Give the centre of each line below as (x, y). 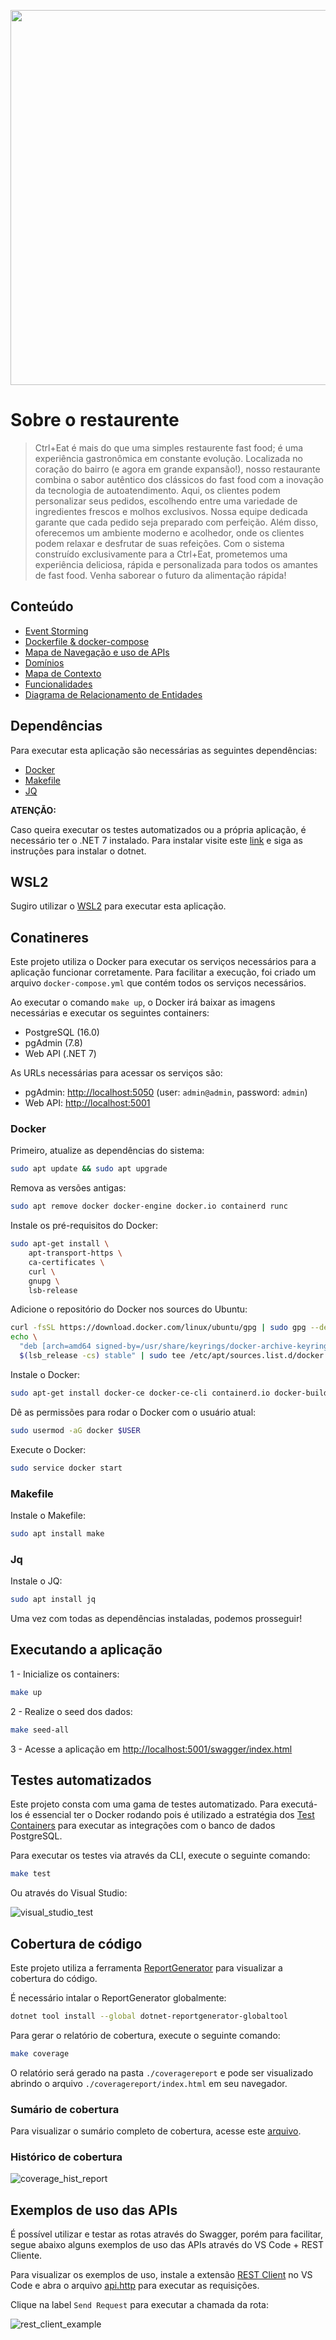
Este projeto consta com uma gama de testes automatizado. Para (144, 1804)
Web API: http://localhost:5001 (87, 1103)
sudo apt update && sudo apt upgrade (89, 1169)
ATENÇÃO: (33, 810)
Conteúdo (42, 606)
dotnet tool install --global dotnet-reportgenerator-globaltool (149, 2016)
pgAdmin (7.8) (53, 1043)
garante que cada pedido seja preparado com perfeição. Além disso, (176, 522)
